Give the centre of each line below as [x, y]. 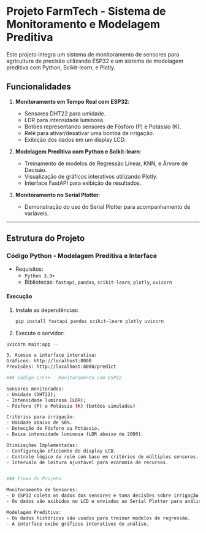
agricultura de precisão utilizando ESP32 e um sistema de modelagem [95, 61]
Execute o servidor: [40, 333]
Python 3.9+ [40, 276]
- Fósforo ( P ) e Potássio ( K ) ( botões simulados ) [71, 406]
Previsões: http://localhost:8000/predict [61, 367]
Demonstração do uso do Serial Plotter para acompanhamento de [107, 206]
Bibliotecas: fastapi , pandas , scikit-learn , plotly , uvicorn [98, 282]
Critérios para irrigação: [41, 417]
